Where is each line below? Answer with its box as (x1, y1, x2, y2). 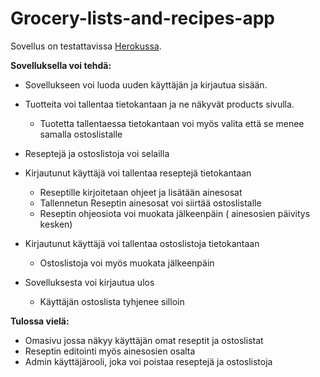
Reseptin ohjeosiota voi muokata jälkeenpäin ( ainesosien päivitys (39, 207, 311, 219)
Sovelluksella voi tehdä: (10, 59, 112, 71)
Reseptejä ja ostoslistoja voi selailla (24, 147, 170, 159)
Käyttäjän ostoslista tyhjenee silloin (39, 295, 185, 307)
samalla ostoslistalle (39, 128, 123, 140)
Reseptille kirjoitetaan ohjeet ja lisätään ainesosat (39, 186, 243, 198)
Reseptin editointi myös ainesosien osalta (24, 345, 196, 357)
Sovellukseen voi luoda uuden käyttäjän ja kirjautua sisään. (24, 78, 268, 91)
